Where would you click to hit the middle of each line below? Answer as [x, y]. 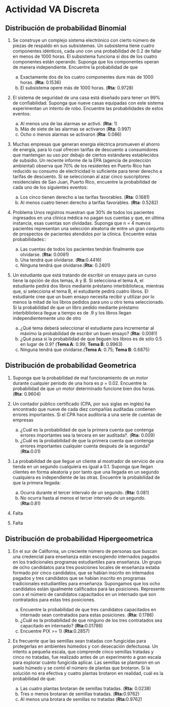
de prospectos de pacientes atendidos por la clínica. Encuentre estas [85, 234]
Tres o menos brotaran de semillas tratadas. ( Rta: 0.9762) [80, 694]
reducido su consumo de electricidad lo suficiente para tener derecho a [87, 171]
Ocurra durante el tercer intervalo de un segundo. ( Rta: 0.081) [85, 492]
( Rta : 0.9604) [27, 394]
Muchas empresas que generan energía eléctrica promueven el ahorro [86, 144]
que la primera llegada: [36, 482]
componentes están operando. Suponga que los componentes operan [86, 62]
